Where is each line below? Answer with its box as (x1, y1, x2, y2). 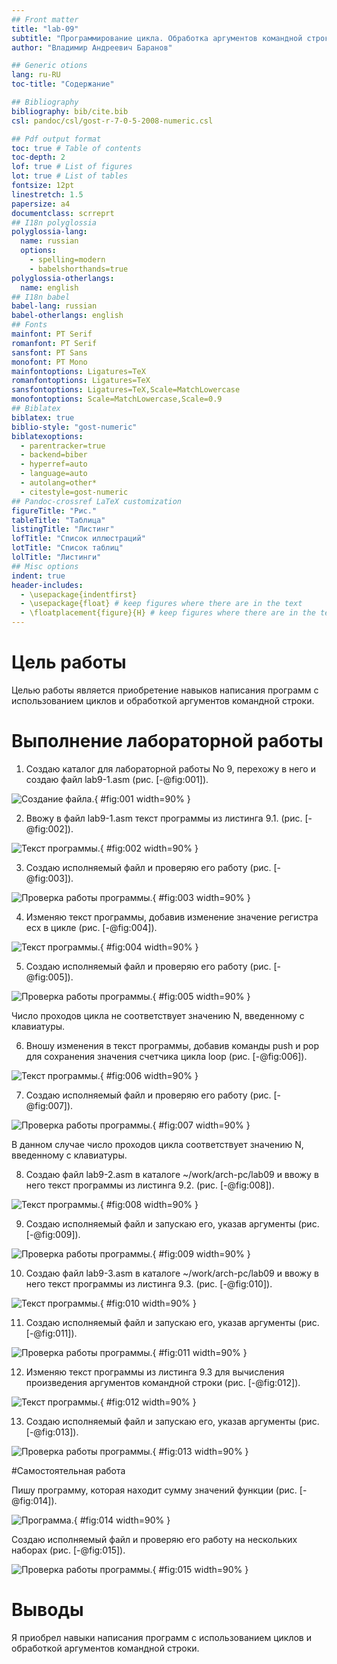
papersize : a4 (11, 199, 71, 209)
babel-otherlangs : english (11, 311, 124, 321)
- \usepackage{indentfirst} (20, 589, 138, 600)
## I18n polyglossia (11, 217, 98, 228)
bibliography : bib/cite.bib (11, 106, 129, 116)
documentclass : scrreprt (11, 208, 115, 218)
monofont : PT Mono (11, 357, 88, 367)
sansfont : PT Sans (11, 347, 88, 358)
